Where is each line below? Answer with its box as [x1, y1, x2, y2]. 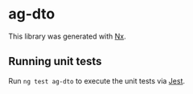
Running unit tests [8, 55, 102, 68]
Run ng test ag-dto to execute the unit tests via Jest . [8, 76, 186, 85]
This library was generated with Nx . [8, 31, 126, 41]
